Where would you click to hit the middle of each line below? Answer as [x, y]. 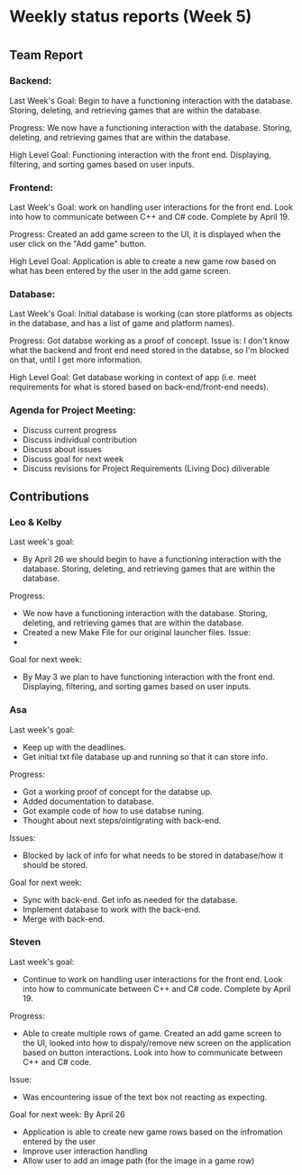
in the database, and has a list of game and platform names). [122, 323]
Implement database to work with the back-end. [111, 909]
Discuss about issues [62, 449]
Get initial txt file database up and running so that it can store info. [145, 756]
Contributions [49, 496]
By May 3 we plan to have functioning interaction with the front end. [148, 677]
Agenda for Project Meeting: [73, 410]
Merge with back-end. [64, 919]
